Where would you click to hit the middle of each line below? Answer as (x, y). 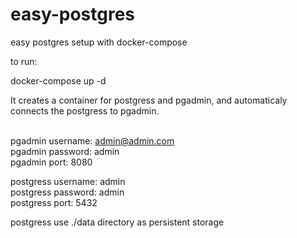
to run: (24, 61)
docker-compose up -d (58, 80)
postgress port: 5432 (54, 202)
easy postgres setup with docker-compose (99, 42)
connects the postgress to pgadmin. (85, 110)
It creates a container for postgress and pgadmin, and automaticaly (149, 100)
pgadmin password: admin (65, 151)
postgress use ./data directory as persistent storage (117, 222)
